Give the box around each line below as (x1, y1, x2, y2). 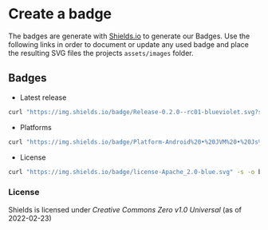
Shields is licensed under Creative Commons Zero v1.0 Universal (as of (8, 204, 242, 214)
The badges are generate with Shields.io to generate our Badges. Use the (8, 31, 250, 41)
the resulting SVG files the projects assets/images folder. (8, 48, 194, 57)
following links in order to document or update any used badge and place (8, 39, 249, 49)
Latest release (19, 93, 67, 102)
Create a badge (8, 5, 112, 23)
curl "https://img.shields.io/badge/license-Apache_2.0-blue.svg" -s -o (8, 168, 255, 176)
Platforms (19, 122, 52, 132)
